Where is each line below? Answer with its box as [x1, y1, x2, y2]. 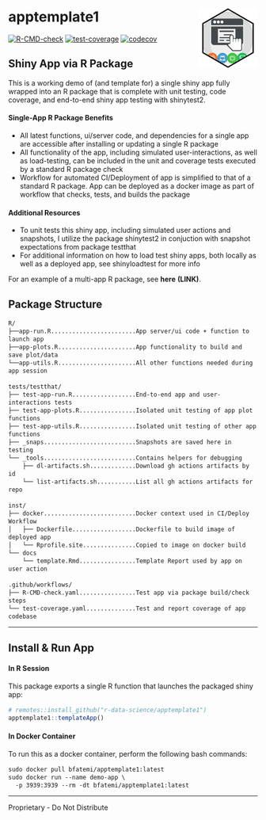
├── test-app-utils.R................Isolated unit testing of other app [8, 422, 257, 430]
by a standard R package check [19, 164, 123, 174]
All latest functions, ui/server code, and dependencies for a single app [19, 131, 249, 140]
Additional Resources [8, 208, 81, 217]
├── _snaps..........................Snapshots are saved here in [8, 438, 232, 446]
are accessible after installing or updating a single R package [19, 139, 219, 148]
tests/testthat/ [8, 383, 62, 391]
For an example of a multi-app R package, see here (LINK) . [8, 274, 202, 284]
